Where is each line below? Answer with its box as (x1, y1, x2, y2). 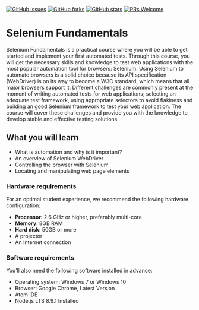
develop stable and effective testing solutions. (6, 115, 119, 122)
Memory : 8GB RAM (14, 220, 64, 227)
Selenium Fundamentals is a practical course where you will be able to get (6, 46, 188, 53)
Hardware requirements (6, 182, 77, 190)
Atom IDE (14, 291, 38, 298)
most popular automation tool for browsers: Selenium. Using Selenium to (6, 65, 184, 72)
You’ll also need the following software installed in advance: (6, 267, 153, 274)
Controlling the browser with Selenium (14, 161, 109, 168)
